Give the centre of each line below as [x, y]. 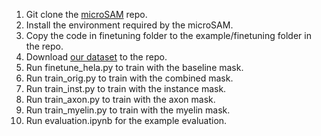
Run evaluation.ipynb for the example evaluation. [126, 120]
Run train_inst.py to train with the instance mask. [126, 88]
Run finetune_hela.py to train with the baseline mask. [134, 67]
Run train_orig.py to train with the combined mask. [129, 78]
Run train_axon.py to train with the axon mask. [120, 99]
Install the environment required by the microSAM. [129, 25]
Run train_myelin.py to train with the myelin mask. [128, 110]
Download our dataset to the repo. [96, 57]
